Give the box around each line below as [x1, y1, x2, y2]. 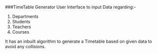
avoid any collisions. [5, 44, 46, 49]
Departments [12, 14, 39, 19]
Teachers [12, 24, 31, 30]
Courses [12, 29, 29, 35]
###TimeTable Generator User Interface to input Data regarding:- [5, 4, 136, 10]
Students [12, 19, 31, 24]
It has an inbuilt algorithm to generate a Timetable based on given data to [5, 38, 152, 44]
